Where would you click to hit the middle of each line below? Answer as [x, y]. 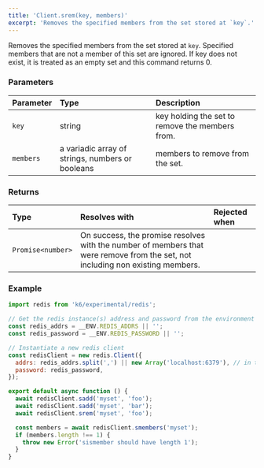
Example [25, 288]
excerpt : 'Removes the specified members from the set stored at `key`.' [132, 23]
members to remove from [203, 153]
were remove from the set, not [136, 255]
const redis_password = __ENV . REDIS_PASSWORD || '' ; [96, 334]
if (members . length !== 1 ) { [63, 435]
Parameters [31, 82]
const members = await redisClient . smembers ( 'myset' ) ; [107, 427]
